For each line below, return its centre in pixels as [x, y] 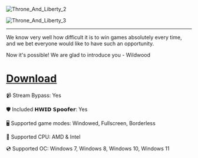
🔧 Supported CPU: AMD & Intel [43, 137]
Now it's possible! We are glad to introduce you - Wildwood [78, 55]
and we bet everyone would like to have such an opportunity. [80, 43]
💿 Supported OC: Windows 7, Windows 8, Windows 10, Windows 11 [88, 148]
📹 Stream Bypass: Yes [34, 95]
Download [32, 79]
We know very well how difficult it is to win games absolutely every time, [94, 37]
